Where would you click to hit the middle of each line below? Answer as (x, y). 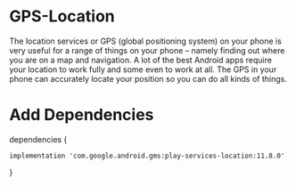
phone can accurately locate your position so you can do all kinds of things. (148, 78)
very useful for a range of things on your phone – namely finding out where (147, 50)
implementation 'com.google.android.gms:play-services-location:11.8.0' (147, 156)
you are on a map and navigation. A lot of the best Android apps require (140, 60)
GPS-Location (62, 16)
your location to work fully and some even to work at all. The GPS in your (143, 69)
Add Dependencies (82, 115)
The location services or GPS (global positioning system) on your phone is (146, 41)
